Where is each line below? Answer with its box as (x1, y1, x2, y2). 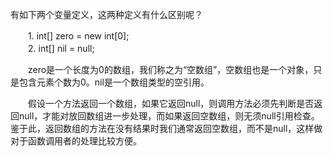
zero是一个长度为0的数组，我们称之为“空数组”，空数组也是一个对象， (27, 64, 314, 75)
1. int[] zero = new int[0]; (27, 30, 130, 42)
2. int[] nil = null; (27, 43, 95, 54)
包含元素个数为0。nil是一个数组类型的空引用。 (18, 76, 210, 88)
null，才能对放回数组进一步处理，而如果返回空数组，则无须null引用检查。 (18, 110, 320, 122)
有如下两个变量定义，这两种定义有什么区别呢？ (10, 9, 203, 20)
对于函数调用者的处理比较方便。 (10, 135, 142, 147)
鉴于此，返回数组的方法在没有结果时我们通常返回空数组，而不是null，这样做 (10, 123, 323, 134)
